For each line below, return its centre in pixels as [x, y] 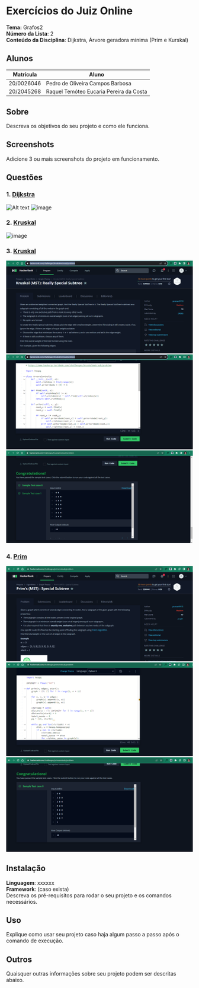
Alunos [20, 58]
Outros [19, 959]
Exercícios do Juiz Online [70, 11]
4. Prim [17, 557]
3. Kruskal [21, 251]
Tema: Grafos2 [25, 27]
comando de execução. [35, 941]
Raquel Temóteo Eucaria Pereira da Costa [97, 91]
